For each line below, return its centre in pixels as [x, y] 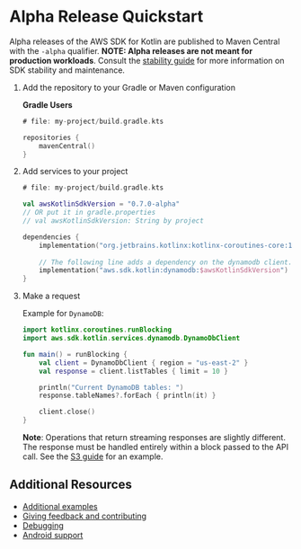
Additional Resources [71, 485]
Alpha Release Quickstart [106, 17]
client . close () [67, 412]
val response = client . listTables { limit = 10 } [134, 371]
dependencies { [51, 237]
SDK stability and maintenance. [67, 70]
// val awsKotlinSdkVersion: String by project [113, 221]
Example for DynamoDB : [63, 314]
